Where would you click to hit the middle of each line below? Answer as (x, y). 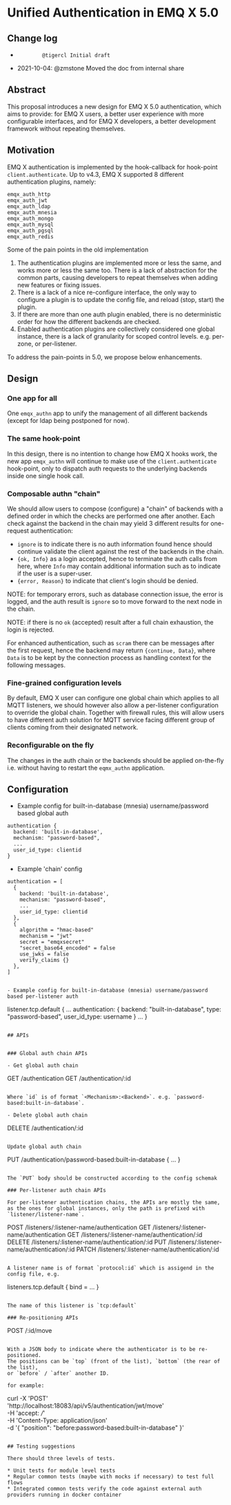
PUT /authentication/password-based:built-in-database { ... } (94, 1159)
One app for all (32, 398)
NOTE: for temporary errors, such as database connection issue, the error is (115, 594)
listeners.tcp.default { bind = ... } (53, 1287)
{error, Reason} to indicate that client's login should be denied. (108, 580)
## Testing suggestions (41, 1447)
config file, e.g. (33, 1274)
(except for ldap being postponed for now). (68, 421)
